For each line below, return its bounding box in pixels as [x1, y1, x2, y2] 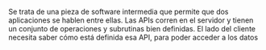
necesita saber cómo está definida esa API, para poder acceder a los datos [8, 32, 259, 42]
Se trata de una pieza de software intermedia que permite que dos [8, 7, 229, 16]
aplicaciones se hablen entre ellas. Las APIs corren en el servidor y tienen [8, 15, 254, 25]
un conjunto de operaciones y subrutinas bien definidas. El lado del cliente [8, 24, 256, 33]
